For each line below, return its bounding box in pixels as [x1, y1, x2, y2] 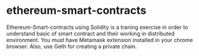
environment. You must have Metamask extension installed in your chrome [6, 36, 194, 43]
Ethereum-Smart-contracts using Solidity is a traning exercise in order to [6, 23, 189, 31]
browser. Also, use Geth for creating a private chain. [6, 43, 137, 50]
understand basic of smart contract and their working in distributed [6, 30, 175, 37]
